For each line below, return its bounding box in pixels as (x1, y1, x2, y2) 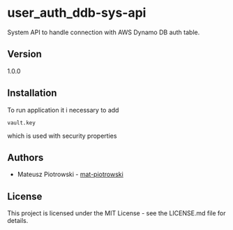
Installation (7, 87, 57, 99)
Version (7, 48, 42, 60)
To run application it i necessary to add (7, 106, 119, 114)
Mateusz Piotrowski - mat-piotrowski (17, 170, 123, 179)
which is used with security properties (7, 131, 117, 140)
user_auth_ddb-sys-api (7, 5, 146, 21)
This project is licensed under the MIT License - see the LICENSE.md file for (7, 209, 226, 217)
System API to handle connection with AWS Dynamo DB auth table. (7, 28, 200, 36)
